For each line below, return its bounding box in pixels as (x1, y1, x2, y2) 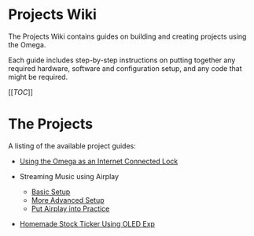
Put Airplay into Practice (31, 204, 110, 213)
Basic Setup (31, 187, 71, 197)
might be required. (8, 72, 68, 81)
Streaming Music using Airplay (19, 171, 120, 181)
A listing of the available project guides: (8, 140, 136, 151)
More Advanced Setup (31, 195, 105, 204)
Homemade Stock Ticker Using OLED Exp (19, 219, 156, 228)
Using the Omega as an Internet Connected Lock (19, 156, 179, 166)
